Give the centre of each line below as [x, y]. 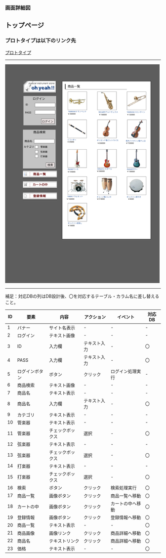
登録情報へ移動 [126, 517]
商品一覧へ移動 [126, 496]
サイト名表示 [62, 328]
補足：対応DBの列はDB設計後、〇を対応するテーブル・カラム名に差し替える [82, 296]
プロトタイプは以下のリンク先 [41, 41]
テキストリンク [64, 541]
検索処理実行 [124, 488]
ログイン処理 [124, 371]
